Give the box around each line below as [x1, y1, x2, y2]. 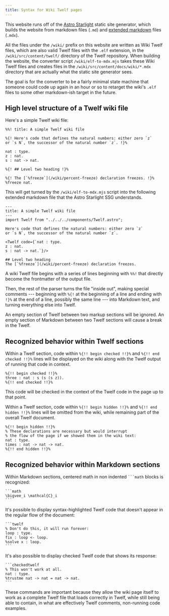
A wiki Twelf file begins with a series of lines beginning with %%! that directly [5, 271, 163, 277]
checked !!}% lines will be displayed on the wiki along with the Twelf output [5, 356, 161, 362]
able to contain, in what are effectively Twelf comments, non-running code [5, 600, 160, 606]
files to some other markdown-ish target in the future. [5, 89, 117, 95]
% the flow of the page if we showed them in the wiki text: [5, 433, 137, 438]
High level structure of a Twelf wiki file [5, 104, 129, 113]
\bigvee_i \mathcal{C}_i [5, 494, 58, 499]
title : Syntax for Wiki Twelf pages [5, 7, 82, 13]
